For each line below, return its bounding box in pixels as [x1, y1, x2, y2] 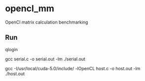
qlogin [5, 46, 18, 52]
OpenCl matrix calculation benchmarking [5, 19, 88, 25]
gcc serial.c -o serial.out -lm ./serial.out [5, 56, 85, 62]
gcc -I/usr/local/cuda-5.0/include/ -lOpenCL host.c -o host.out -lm [5, 65, 141, 71]
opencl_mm [5, 3, 54, 14]
